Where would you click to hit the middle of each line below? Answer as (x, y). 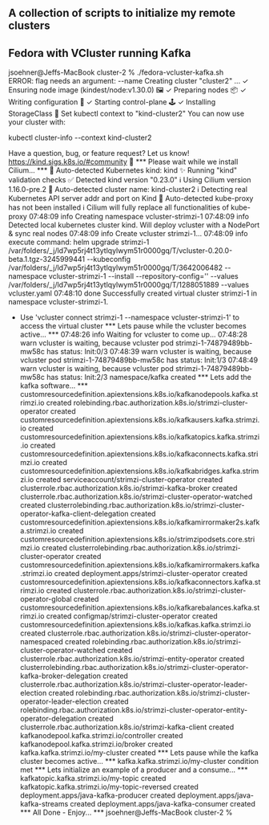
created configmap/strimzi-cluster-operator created (132, 616)
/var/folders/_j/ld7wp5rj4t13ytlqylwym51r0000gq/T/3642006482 (115, 268)
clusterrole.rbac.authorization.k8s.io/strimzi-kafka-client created (127, 727)
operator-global (46, 599)
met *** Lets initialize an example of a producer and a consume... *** (134, 770)
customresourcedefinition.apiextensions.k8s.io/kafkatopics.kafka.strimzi (140, 437)
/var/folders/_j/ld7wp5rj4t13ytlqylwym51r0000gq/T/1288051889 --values (129, 285)
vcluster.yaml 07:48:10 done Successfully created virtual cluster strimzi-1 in (133, 293)
